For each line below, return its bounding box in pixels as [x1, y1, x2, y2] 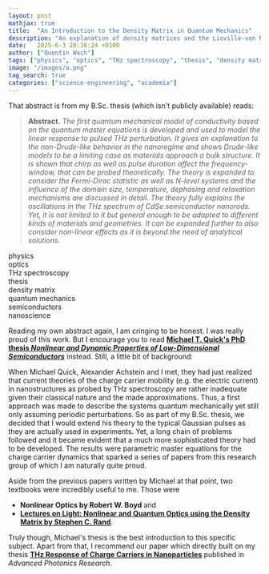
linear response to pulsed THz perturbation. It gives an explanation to [27, 133, 259, 142]
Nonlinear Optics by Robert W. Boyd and [19, 500, 157, 509]
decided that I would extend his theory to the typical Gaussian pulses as [8, 418, 246, 427]
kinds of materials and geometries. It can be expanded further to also [27, 218, 259, 228]
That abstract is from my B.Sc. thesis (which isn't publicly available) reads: [8, 101, 255, 110]
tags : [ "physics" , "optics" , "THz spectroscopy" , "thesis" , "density [8, 57, 246, 65]
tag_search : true [8, 71, 66, 79]
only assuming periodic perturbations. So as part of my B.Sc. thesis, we [8, 409, 245, 419]
